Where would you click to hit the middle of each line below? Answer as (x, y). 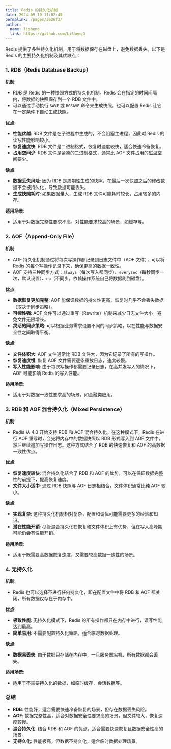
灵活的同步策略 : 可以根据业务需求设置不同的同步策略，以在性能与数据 (85, 325)
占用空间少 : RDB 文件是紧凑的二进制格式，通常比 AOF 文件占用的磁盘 (85, 153)
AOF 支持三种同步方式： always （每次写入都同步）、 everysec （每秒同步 (86, 272)
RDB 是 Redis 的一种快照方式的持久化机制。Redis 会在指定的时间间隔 (85, 93)
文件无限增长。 (33, 319)
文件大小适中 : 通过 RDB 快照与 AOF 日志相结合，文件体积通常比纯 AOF (86, 485)
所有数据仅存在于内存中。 (48, 599)
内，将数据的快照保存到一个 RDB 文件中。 (56, 99)
